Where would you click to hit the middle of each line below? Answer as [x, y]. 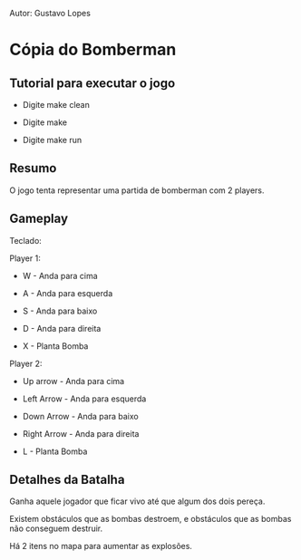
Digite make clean [56, 105]
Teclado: [26, 240]
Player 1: [25, 258]
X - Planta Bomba [55, 346]
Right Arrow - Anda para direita [81, 433]
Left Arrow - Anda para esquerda [84, 399]
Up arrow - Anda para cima [73, 381]
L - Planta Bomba [55, 451]
